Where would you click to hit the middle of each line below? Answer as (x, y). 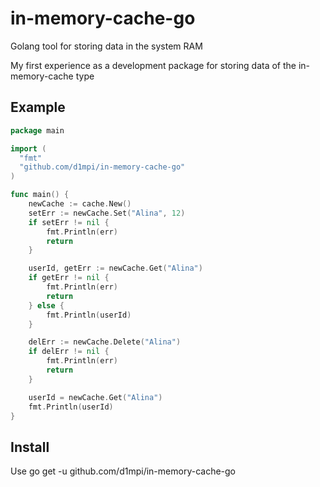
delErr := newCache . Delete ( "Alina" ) (105, 342)
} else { (46, 305)
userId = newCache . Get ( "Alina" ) (95, 397)
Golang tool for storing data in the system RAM (106, 46)
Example (38, 107)
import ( (28, 148)
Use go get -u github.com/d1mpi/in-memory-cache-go (123, 471)
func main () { (40, 195)
